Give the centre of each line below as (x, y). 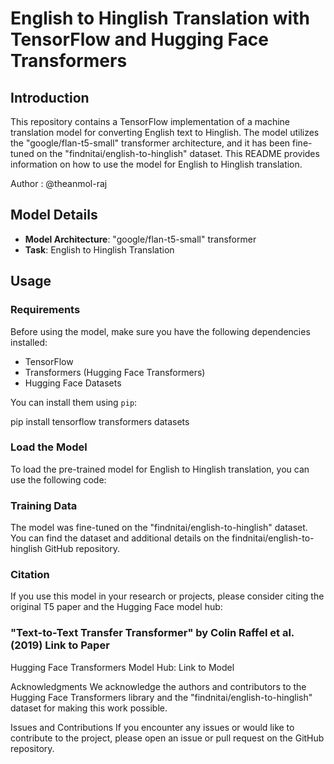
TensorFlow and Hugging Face (139, 39)
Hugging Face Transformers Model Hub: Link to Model (122, 667)
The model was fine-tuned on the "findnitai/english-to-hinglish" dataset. (159, 528)
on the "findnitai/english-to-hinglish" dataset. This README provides (178, 153)
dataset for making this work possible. (89, 708)
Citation (30, 575)
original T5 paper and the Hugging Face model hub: (116, 607)
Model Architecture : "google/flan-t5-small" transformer (140, 239)
